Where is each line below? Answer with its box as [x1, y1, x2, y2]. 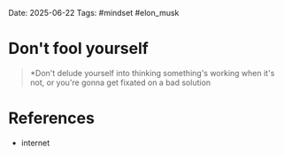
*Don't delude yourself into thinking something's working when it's [29, 67, 275, 78]
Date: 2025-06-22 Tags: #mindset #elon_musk [8, 8, 180, 18]
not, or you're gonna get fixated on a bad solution [29, 77, 211, 88]
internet [20, 137, 50, 148]
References [8, 108, 95, 128]
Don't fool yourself [8, 39, 150, 58]
